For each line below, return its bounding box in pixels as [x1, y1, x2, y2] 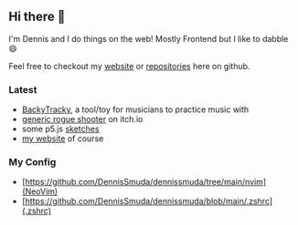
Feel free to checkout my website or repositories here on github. [8, 60, 250, 71]
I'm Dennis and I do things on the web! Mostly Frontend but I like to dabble [8, 33, 289, 44]
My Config [8, 156, 57, 169]
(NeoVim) [21, 186, 59, 197]
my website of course [21, 133, 104, 144]
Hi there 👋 [8, 9, 66, 25]
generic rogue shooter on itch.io [21, 114, 144, 125]
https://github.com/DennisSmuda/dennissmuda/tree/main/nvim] [25, 177, 267, 188]
